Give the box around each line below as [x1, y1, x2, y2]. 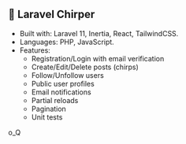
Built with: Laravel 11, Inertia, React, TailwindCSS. [19, 28, 179, 38]
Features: [19, 45, 51, 55]
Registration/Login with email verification [31, 54, 165, 63]
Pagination [31, 104, 67, 113]
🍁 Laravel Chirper [8, 8, 95, 21]
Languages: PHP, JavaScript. [19, 37, 114, 46]
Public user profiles [31, 79, 95, 88]
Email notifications [31, 87, 92, 97]
